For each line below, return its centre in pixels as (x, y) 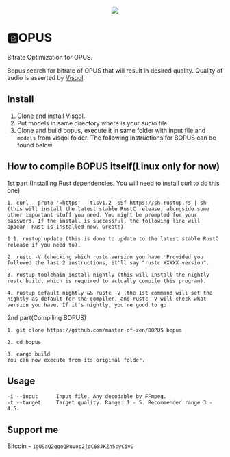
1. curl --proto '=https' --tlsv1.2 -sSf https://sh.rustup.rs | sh (107, 203)
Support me (33, 429)
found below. (35, 145)
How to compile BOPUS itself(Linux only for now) (114, 167)
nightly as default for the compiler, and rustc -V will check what (107, 299)
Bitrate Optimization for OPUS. (50, 57)
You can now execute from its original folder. (76, 360)
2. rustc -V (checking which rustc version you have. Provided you (105, 257)
